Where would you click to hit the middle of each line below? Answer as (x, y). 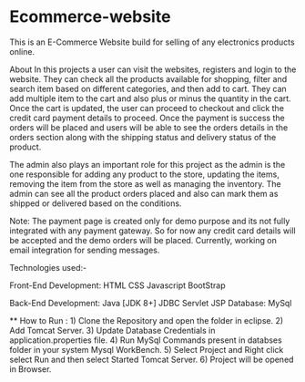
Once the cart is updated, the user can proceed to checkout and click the (147, 108)
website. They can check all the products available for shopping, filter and (148, 78)
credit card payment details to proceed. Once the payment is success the (147, 118)
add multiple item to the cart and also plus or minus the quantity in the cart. (150, 98)
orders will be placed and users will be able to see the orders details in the (149, 127)
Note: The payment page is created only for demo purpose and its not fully (150, 221)
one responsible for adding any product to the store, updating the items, (144, 174)
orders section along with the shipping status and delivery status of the (143, 137)
